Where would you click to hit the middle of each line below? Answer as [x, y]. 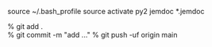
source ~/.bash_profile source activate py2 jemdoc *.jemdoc [106, 11]
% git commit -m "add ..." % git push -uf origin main [93, 35]
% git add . [25, 26]
